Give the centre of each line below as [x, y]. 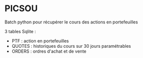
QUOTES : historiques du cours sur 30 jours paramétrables [71, 46]
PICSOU [21, 9]
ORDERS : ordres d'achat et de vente [49, 51]
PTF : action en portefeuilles [40, 41]
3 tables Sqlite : [20, 31]
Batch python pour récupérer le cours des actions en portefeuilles [71, 22]
